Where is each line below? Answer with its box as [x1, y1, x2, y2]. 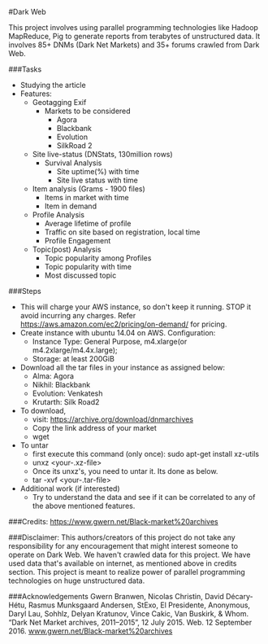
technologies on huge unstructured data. [8, 576, 145, 585]
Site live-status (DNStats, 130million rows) [32, 150, 173, 159]
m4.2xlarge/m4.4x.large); [32, 345, 118, 355]
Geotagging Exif [32, 98, 87, 107]
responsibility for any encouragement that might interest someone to [8, 541, 238, 550]
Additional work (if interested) [19, 484, 120, 493]
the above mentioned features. [32, 501, 136, 510]
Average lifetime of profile [44, 219, 132, 228]
